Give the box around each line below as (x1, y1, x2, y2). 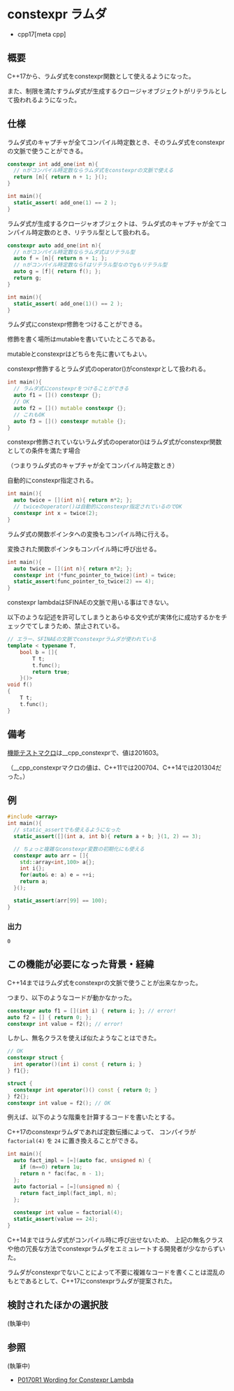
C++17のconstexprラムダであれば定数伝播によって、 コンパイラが (7, 1128, 196, 1136)
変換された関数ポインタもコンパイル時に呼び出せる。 (7, 544, 161, 553)
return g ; (13, 274, 42, 282)
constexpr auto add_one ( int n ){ (7, 242, 101, 249)
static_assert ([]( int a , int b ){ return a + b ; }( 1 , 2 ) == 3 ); (13, 833, 202, 840)
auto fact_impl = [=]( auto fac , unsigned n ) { (13, 1157, 152, 1164)
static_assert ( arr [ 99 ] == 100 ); (13, 897, 108, 904)
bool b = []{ (20, 649, 58, 656)
